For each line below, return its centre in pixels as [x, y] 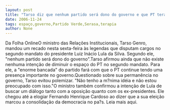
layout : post [19, 10]
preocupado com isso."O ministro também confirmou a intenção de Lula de [83, 86]
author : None [19, 29]
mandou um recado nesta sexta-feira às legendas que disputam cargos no [83, 48]
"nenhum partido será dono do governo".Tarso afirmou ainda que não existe [85, 59]
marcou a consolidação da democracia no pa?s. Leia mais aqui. [71, 102]
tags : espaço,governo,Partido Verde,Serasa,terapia [61, 24]
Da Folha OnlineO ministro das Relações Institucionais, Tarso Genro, [76, 43]
